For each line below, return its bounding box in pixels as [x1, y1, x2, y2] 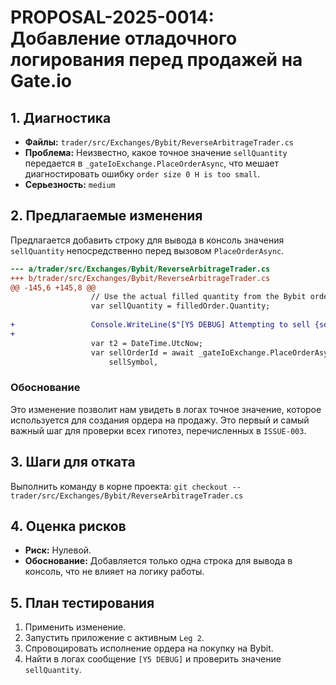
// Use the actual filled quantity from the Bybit [90, 292, 307, 302]
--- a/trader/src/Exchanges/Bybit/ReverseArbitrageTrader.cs [10, 264, 271, 274]
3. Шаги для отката [10, 454, 136, 471]
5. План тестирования [10, 594, 155, 611]
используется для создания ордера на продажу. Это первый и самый [10, 414, 310, 426]
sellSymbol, [108, 357, 159, 367]
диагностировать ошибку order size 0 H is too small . [24, 168, 260, 180]
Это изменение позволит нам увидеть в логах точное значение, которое [10, 403, 322, 415]
